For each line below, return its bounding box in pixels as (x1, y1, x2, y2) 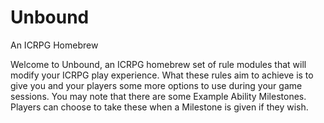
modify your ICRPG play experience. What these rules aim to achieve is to (10, 69, 314, 81)
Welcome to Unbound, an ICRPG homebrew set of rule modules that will (10, 58, 307, 70)
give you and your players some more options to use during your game (10, 79, 303, 91)
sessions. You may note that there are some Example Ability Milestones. (10, 90, 307, 102)
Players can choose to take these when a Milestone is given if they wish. (10, 101, 309, 113)
